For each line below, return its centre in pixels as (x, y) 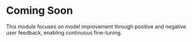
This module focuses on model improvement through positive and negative (96, 26)
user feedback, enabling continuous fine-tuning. (64, 32)
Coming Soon (39, 11)
